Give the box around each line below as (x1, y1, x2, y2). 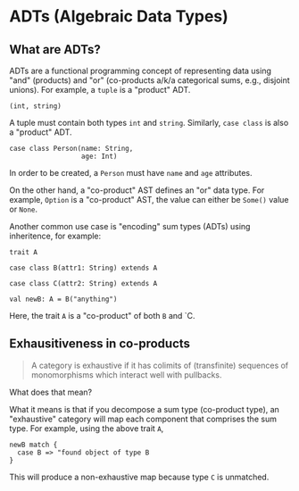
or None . (9, 204, 38, 214)
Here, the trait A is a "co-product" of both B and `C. (9, 311, 195, 320)
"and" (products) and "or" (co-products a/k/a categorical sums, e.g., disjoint (9, 75, 290, 86)
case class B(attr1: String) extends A (9, 263, 158, 272)
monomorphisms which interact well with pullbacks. (30, 369, 222, 380)
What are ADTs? (9, 42, 101, 57)
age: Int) (80, 152, 118, 161)
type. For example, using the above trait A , (9, 422, 164, 434)
